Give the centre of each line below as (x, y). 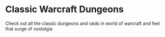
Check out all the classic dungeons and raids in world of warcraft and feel (83, 23)
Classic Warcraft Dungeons (64, 9)
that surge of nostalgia (29, 28)
